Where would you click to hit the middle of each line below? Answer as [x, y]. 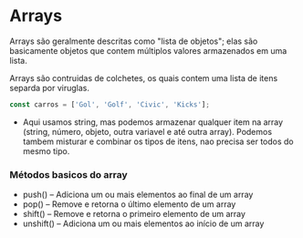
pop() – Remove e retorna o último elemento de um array [129, 204]
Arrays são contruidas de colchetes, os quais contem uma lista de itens [144, 78]
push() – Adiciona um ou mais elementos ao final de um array [138, 195]
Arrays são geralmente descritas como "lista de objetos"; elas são [134, 41]
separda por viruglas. [49, 88]
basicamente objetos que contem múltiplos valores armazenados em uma [148, 50]
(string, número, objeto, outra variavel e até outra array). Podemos [147, 131]
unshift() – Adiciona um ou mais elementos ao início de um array [143, 223]
